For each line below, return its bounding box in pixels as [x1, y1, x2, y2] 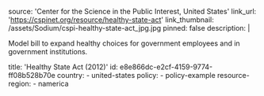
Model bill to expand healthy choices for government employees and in [8, 39, 240, 48]
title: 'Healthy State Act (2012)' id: [8, 62, 119, 72]
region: [8, 79, 32, 88]
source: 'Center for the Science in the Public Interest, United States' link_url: [8, 7, 257, 16]
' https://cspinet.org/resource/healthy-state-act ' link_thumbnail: [8, 15, 214, 24]
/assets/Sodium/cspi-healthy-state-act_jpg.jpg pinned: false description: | [8, 24, 251, 32]
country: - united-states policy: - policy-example [56, 71, 216, 79]
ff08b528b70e [8, 71, 55, 79]
